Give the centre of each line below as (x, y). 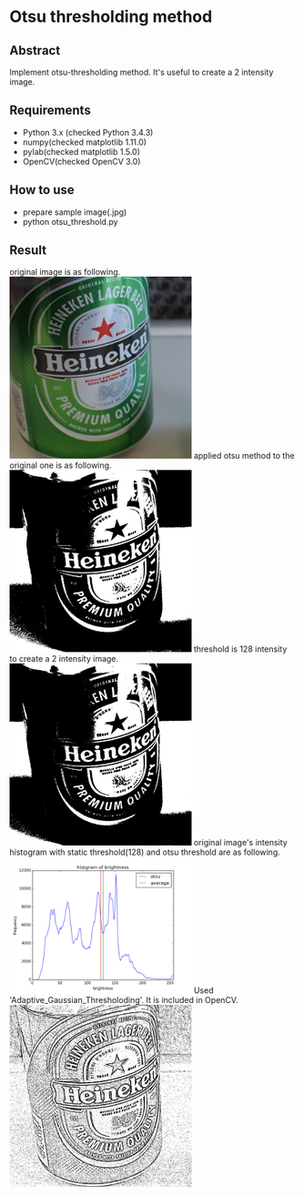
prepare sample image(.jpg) (75, 212)
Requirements (50, 111)
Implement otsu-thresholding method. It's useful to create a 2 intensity (142, 72)
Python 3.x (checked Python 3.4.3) (88, 132)
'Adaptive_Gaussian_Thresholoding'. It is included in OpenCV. (124, 1000)
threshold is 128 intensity (240, 649)
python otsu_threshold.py (70, 221)
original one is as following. (61, 465)
